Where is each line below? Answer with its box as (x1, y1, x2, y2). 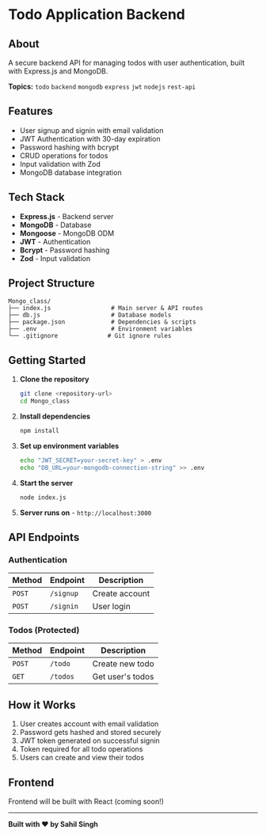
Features (8, 104, 53, 118)
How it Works (8, 698, 76, 711)
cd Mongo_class (19, 397, 70, 405)
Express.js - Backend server (19, 211, 114, 221)
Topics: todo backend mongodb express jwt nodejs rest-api (8, 81, 196, 91)
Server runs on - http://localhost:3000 (19, 508, 152, 517)
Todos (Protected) (8, 625, 80, 636)
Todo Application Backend (8, 6, 186, 24)
